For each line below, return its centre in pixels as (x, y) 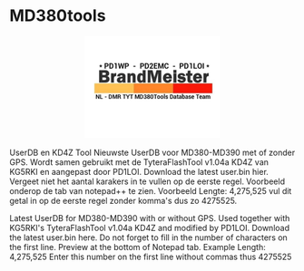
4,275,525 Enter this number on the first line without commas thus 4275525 (151, 256)
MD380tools (58, 16)
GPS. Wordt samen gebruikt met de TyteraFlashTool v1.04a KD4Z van (139, 162)
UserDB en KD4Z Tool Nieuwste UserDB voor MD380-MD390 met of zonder (152, 152)
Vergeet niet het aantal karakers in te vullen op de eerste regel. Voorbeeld (147, 181)
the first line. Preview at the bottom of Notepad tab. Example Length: (137, 247)
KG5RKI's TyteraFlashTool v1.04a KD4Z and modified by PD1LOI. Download (150, 227)
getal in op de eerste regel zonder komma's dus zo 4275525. (123, 200)
